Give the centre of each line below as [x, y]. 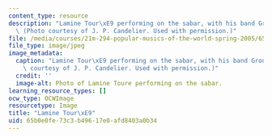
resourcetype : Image [43, 106]
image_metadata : [36, 53]
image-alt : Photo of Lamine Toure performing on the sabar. [119, 83]
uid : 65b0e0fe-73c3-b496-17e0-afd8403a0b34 [83, 121]
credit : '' [34, 76]
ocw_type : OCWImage [41, 98]
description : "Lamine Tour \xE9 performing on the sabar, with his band [132, 23]
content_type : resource [49, 16]
